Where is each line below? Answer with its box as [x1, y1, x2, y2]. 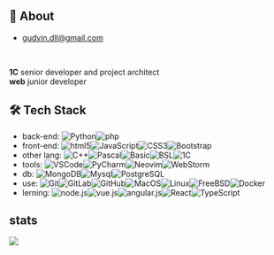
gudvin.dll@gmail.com [21, 32, 103, 42]
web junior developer [9, 76, 87, 87]
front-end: [21, 140, 60, 151]
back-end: [21, 130, 60, 142]
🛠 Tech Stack [9, 103, 87, 118]
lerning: [21, 187, 50, 197]
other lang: [21, 150, 62, 160]
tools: [21, 158, 42, 169]
